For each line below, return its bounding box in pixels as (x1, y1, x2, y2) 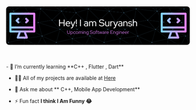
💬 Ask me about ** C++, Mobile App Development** (14, 85, 140, 92)
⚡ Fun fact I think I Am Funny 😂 (14, 97, 92, 104)
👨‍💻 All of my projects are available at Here (14, 74, 116, 81)
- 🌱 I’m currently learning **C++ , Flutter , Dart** (6, 63, 124, 70)
